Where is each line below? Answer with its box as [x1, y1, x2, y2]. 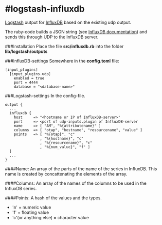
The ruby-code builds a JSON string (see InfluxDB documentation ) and [5, 29, 147, 34]
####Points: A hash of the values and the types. [5, 195, 102, 201]
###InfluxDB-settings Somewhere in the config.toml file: [5, 58, 120, 64]
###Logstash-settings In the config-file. [5, 93, 86, 98]
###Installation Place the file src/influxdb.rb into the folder [5, 43, 124, 49]
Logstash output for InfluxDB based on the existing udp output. [5, 19, 131, 25]
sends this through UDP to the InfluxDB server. [5, 34, 99, 40]
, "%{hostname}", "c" [39, 136, 84, 141]
